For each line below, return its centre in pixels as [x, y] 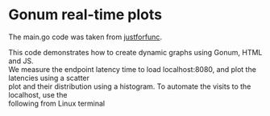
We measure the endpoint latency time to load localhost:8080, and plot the [132, 69]
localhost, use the [38, 94]
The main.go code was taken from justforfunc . [85, 37]
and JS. [21, 61]
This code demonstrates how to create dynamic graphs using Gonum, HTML [135, 52]
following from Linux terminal [57, 103]
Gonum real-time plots [85, 15]
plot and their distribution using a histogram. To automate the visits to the [130, 86]
